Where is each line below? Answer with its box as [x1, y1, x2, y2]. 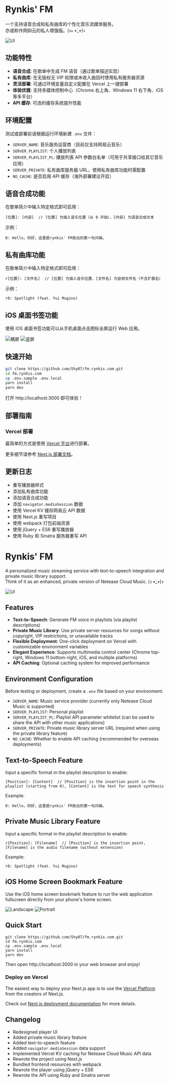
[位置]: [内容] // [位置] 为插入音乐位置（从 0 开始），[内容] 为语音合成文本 [5, 215, 154, 220]
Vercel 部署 [5, 428, 33, 435]
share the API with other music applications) [12, 720, 105, 726]
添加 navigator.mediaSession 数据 [12, 501, 83, 507]
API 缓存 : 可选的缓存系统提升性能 [12, 100, 82, 106]
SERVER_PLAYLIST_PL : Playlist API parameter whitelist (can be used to [12, 714, 154, 720]
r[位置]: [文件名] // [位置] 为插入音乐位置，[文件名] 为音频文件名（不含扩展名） [5, 276, 163, 282]
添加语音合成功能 [12, 494, 49, 501]
